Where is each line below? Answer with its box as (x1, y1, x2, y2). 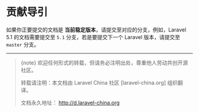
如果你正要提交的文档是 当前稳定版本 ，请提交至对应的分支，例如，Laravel (6, 26, 187, 33)
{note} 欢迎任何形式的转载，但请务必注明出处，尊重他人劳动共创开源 (20, 59, 188, 66)
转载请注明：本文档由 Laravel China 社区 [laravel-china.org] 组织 (20, 79, 178, 86)
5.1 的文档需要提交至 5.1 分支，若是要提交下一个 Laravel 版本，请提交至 (6, 33, 181, 40)
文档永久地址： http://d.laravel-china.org (20, 99, 120, 106)
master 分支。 (6, 41, 40, 48)
